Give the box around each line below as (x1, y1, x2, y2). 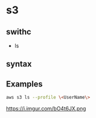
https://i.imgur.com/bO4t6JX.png (6, 105, 87, 112)
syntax (6, 59, 32, 69)
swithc (6, 27, 32, 37)
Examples (6, 79, 43, 89)
